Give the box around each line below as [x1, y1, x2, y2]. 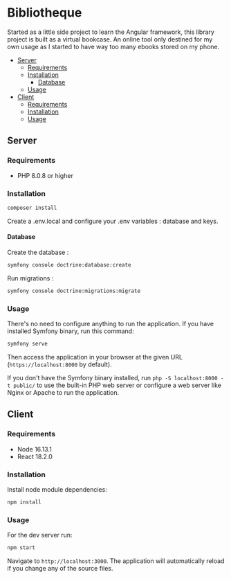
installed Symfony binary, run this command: [7, 327, 134, 335]
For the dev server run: [7, 531, 73, 540]
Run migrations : [7, 274, 54, 282]
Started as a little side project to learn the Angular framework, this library [7, 28, 214, 36]
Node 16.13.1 [17, 445, 52, 453]
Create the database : [7, 248, 69, 256]
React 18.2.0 [17, 452, 53, 461]
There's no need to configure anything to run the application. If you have [7, 320, 214, 328]
